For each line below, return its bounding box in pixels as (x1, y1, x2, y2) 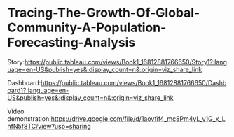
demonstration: (7, 114, 51, 123)
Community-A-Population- (7, 20, 167, 36)
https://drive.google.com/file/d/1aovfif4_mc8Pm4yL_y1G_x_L (50, 114, 226, 123)
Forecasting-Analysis (7, 35, 136, 50)
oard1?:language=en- (7, 86, 69, 94)
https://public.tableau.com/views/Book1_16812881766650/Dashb (41, 78, 227, 87)
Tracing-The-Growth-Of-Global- (7, 5, 200, 21)
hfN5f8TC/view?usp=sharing (7, 122, 91, 130)
